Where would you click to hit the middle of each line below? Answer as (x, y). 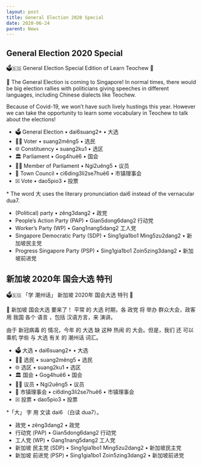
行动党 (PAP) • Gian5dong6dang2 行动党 (66, 432)
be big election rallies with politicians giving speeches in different (88, 89)
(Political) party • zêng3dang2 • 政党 (61, 213)
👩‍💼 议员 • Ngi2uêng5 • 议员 (50, 384)
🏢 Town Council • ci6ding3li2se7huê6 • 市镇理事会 (78, 173)
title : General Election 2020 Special (55, 18)
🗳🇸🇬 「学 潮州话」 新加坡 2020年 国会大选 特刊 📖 (70, 295)
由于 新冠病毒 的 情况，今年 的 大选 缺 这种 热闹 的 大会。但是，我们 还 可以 (100, 330)
